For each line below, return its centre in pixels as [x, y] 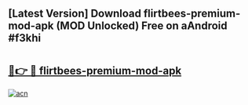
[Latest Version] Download [75, 14]
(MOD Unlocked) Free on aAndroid [142, 26]
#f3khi [25, 38]
